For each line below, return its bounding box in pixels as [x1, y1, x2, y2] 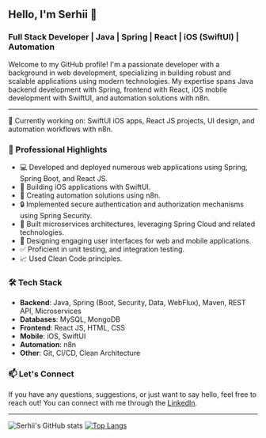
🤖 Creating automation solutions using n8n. [19, 191, 161, 200]
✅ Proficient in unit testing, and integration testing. [19, 244, 184, 254]
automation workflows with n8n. [8, 124, 113, 134]
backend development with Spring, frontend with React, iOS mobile [8, 85, 228, 94]
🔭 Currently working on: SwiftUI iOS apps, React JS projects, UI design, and [8, 115, 255, 125]
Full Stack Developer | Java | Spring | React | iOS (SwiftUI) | [8, 32, 239, 43]
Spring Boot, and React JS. [19, 173, 108, 183]
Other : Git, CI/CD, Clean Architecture [19, 349, 141, 358]
